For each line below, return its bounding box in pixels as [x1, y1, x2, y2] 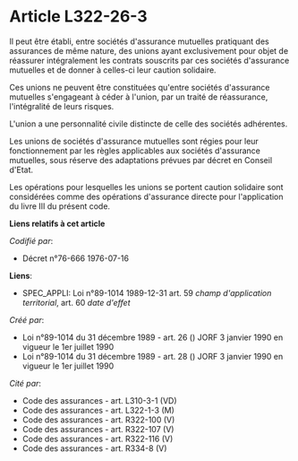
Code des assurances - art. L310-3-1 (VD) [21, 395, 177, 405]
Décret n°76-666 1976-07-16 [21, 253, 130, 264]
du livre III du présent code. [9, 200, 110, 212]
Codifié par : [9, 235, 54, 246]
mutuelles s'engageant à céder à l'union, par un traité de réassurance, [9, 91, 268, 102]
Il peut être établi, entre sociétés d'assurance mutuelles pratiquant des [9, 36, 270, 47]
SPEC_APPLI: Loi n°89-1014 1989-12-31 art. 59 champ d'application [21, 287, 272, 298]
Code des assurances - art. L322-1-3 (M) [21, 404, 175, 415]
